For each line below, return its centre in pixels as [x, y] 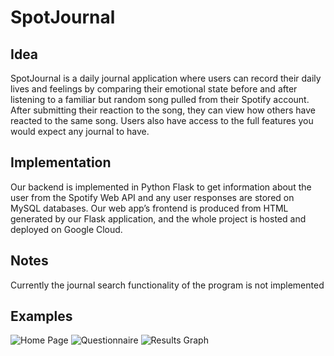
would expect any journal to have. [80, 131]
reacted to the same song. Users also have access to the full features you [162, 120]
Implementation [61, 162]
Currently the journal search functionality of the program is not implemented [167, 285]
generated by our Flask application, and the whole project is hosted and [158, 218]
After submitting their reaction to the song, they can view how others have [163, 110]
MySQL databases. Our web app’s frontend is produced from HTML [149, 208]
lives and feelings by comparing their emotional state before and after [154, 89]
